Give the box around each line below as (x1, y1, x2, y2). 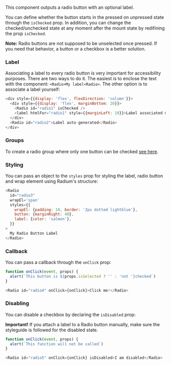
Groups (5, 137, 24, 144)
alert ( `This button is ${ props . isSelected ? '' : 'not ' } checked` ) (10, 274, 156, 279)
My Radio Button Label (10, 231, 58, 236)
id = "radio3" (10, 192, 36, 198)
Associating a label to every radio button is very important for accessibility (5, 70, 161, 76)
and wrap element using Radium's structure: (5, 178, 98, 184)
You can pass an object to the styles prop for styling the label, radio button (5, 173, 163, 179)
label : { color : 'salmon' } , (14, 216, 72, 222)
